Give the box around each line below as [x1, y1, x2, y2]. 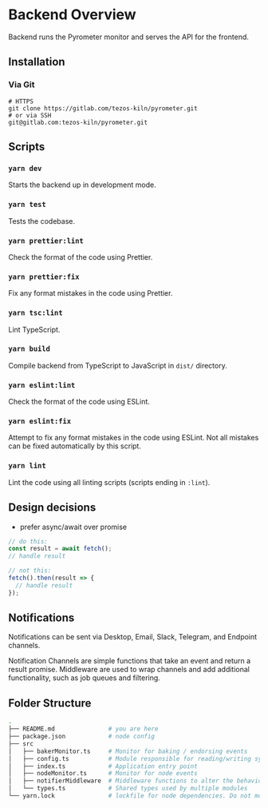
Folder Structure [8, 696, 92, 710]
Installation [8, 55, 65, 69]
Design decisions [8, 501, 97, 515]
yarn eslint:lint [8, 380, 76, 389]
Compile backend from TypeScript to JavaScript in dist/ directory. [8, 360, 227, 370]
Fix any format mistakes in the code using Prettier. [8, 289, 173, 298]
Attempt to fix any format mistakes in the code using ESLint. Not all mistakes [8, 433, 259, 443]
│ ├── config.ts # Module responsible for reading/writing [8, 754, 251, 762]
